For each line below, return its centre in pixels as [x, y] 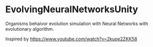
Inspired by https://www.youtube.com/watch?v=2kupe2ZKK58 [71, 39]
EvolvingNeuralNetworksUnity [72, 9]
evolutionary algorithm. [30, 29]
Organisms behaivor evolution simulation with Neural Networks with [77, 24]
